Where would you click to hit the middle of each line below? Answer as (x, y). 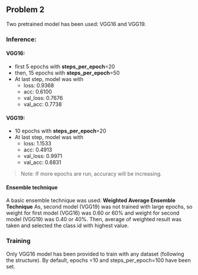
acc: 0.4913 (38, 150)
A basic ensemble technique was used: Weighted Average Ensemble (91, 200)
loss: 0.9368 (39, 85)
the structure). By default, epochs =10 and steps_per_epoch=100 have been (98, 260)
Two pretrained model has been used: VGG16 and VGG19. (76, 24)
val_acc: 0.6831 (42, 163)
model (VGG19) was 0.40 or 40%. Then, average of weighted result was (94, 219)
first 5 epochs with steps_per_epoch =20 (65, 66)
